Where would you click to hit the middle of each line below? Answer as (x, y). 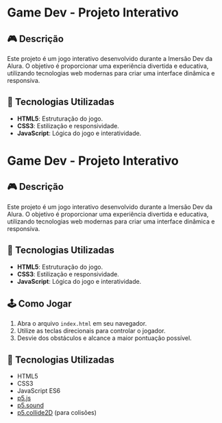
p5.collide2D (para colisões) (57, 413)
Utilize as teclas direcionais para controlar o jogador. (91, 331)
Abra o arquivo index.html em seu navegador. (82, 324)
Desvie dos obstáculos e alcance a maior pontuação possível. (104, 338)
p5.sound (30, 405)
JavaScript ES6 (39, 391)
